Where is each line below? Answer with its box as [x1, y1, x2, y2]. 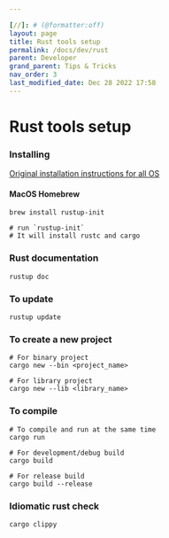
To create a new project [9, 333, 112, 346]
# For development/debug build [9, 448, 125, 457]
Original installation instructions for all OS [9, 168, 160, 179]
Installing [9, 148, 50, 160]
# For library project [9, 377, 93, 386]
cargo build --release [9, 480, 93, 488]
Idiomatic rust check [9, 500, 100, 512]
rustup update [9, 313, 62, 322]
